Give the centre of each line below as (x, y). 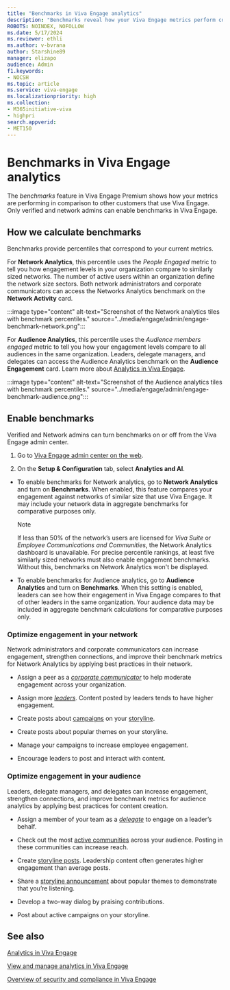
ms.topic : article (33, 84)
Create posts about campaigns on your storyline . (86, 719)
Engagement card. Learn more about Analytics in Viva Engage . (96, 369)
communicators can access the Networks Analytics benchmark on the (106, 291)
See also (26, 936)
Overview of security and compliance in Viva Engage (82, 980)
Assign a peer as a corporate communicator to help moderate (104, 678)
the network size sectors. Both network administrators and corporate (104, 284)
